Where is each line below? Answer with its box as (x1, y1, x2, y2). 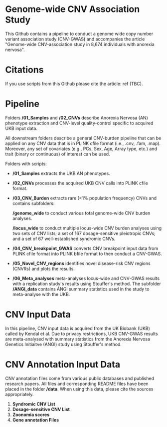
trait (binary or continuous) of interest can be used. (5, 151, 111, 157)
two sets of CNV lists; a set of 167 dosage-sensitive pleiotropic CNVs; (12, 230, 156, 236)
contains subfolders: (12, 200, 55, 206)
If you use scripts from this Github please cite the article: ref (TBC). (5, 80, 143, 86)
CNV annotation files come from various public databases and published (5, 375, 155, 381)
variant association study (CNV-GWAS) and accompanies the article (5, 36, 145, 42)
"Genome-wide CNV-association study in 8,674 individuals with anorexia (5, 41, 155, 47)
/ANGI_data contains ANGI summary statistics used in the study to (12, 286, 150, 292)
